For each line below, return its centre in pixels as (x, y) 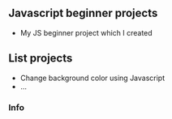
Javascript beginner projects (83, 13)
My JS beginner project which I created (86, 32)
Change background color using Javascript (92, 78)
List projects (41, 59)
